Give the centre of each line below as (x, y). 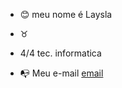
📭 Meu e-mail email (61, 73)
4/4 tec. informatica (60, 53)
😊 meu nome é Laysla (66, 14)
